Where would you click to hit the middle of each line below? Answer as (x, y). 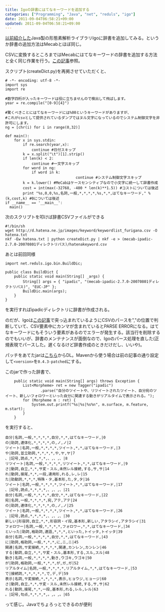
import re (15, 89)
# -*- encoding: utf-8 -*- (33, 81)
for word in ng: (39, 168)
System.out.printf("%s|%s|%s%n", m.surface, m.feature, (90, 405)
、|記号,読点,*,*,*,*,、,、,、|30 (37, 516)
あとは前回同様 (20, 254)
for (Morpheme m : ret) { (49, 400)
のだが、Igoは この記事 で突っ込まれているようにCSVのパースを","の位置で (80, 320)
